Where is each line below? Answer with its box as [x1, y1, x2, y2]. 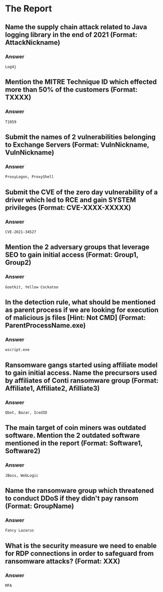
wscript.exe [5, 348, 30, 353]
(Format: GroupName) [5, 502, 74, 511]
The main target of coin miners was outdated [5, 423, 146, 432]
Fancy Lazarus [5, 528, 35, 533]
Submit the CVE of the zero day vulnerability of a [5, 188, 158, 196]
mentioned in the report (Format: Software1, [5, 439, 143, 448]
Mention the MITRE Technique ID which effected [5, 78, 157, 86]
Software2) [5, 447, 41, 455]
